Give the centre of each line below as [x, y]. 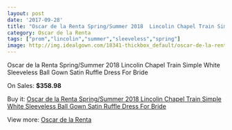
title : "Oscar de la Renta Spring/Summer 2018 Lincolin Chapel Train [111, 26]
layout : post [26, 13]
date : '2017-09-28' [35, 20]
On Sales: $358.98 [35, 86]
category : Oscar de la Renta [49, 33]
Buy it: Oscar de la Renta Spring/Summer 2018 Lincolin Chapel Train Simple [115, 99]
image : [17, 45]
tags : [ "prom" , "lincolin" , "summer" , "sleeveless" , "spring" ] [94, 39]
